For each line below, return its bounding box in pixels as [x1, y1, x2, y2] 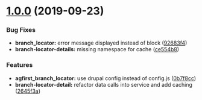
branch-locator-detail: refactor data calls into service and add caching [14, 81, 193, 88]
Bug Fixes [6, 26, 36, 34]
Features [6, 61, 33, 69]
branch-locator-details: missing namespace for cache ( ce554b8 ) [14, 46, 180, 53]
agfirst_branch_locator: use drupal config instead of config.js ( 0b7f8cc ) [14, 74, 197, 82]
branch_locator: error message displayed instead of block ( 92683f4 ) [14, 39, 188, 46]
